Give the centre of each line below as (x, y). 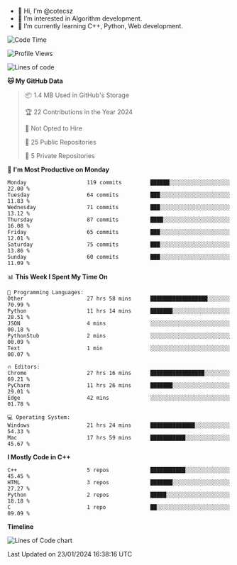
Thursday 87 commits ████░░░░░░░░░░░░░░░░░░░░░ (119, 220)
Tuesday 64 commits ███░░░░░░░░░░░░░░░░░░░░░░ (119, 195)
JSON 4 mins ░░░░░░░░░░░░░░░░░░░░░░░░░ (119, 323)
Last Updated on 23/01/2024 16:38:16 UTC (70, 554)
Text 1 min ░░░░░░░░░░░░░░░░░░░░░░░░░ (119, 348)
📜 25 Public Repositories (61, 142)
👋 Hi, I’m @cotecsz (45, 11)
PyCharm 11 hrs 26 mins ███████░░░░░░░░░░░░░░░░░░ (119, 386)
